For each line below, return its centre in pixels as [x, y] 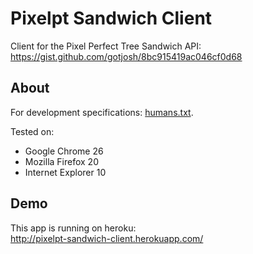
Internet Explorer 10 [65, 172]
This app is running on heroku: [73, 228]
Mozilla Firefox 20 [61, 161]
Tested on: [32, 131]
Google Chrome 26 [64, 151]
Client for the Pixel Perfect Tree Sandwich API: [106, 46]
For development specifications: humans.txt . [102, 112]
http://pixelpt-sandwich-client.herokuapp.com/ [107, 238]
